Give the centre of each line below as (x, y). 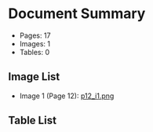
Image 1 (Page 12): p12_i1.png (67, 96)
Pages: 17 (35, 35)
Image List (34, 77)
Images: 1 (35, 43)
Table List (33, 121)
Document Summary (77, 14)
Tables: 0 (34, 52)
